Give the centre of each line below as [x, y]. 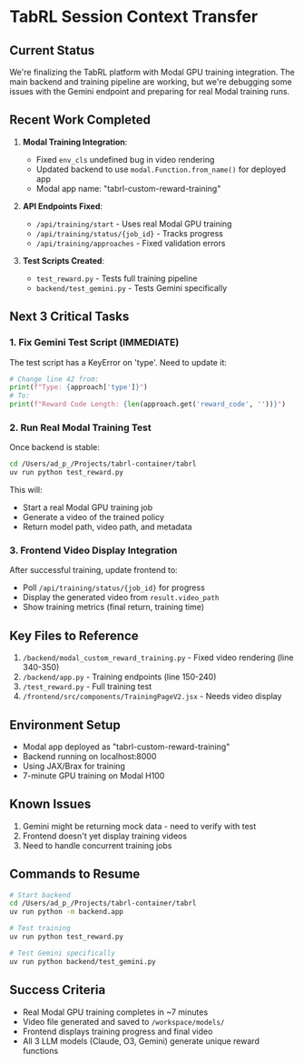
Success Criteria [58, 990]
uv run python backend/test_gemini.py [83, 961]
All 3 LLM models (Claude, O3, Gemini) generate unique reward [141, 1041]
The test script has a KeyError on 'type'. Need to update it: [118, 362]
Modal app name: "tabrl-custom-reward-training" [128, 188]
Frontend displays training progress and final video [118, 1031]
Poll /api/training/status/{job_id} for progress [114, 587]
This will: [26, 490]
